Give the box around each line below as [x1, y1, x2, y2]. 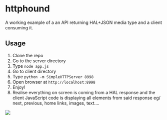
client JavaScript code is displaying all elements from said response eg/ [12, 95, 161, 101]
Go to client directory [12, 68, 56, 74]
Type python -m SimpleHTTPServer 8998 [12, 73, 94, 80]
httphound [5, 3, 50, 14]
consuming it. [5, 24, 33, 30]
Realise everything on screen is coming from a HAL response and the [12, 89, 155, 95]
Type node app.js [12, 63, 49, 69]
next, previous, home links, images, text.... [12, 100, 99, 106]
